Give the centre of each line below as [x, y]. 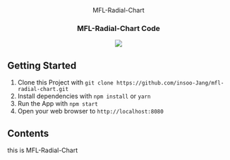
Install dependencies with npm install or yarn [84, 96]
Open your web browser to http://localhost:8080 [90, 111]
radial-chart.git [43, 90]
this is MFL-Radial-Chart [43, 150]
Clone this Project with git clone [66, 82]
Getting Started [42, 65]
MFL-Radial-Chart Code [119, 28]
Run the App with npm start [58, 104]
